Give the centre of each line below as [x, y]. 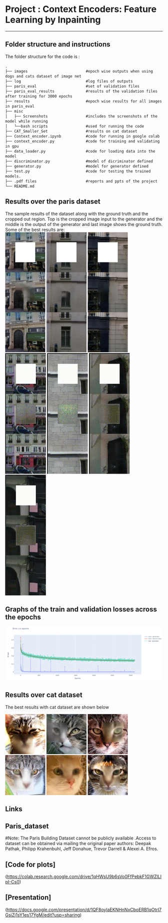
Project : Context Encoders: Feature [81, 9]
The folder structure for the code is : [42, 56]
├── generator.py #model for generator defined [77, 166]
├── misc [14, 111]
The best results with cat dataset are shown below [57, 707]
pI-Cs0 [12, 881]
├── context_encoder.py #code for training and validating [82, 141]
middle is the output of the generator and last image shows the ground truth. [84, 224]
